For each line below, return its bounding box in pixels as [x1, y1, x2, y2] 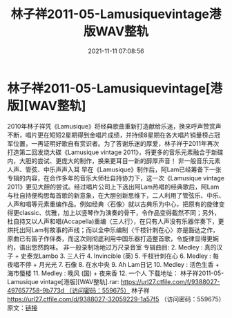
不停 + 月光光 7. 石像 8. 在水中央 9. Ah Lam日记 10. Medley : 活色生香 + [19, 260, 220, 268]
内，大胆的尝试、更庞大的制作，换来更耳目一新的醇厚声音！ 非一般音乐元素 [7, 156, 221, 165]
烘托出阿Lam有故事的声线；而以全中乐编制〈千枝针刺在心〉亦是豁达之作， [7, 225, 220, 234]
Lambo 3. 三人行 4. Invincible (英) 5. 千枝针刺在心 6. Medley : [39, 252, 212, 260]
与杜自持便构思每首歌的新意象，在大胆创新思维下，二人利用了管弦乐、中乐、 [7, 191, 225, 199]
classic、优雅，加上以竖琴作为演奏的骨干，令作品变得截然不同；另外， [19, 208, 221, 216]
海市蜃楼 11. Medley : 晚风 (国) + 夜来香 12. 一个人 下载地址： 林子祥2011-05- [7, 269, 224, 277]
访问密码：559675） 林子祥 [71, 286, 150, 294]
